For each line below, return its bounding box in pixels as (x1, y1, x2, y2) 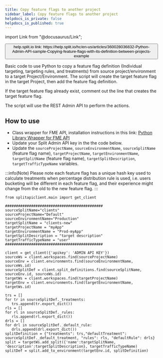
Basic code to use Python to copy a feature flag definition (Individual (5, 63, 142, 69)
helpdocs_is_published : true (5, 20, 64, 26)
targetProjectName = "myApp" (5, 225, 64, 230)
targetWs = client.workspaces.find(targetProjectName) (5, 276, 118, 281)
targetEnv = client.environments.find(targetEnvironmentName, (5, 280, 133, 285)
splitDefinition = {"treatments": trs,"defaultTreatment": (5, 331, 127, 336)
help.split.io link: (13, 44, 42, 50)
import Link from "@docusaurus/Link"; (5, 34, 82, 40)
